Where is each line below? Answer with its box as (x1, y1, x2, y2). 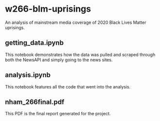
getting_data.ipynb (5, 39, 64, 47)
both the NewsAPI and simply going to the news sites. (5, 57, 113, 63)
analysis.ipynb (5, 71, 51, 79)
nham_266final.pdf (5, 98, 64, 106)
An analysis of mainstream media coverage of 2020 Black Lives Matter (5, 19, 146, 25)
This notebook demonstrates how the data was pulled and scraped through (5, 52, 156, 57)
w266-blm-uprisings (5, 3, 91, 15)
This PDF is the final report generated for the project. (5, 111, 111, 117)
